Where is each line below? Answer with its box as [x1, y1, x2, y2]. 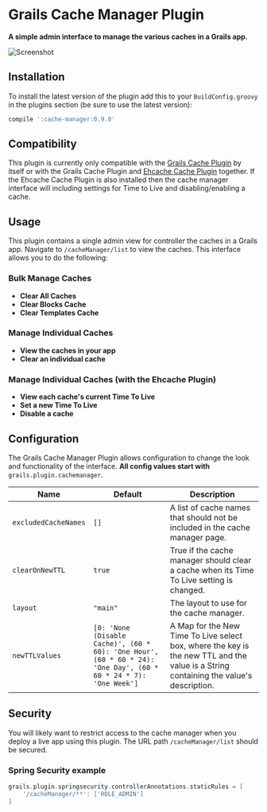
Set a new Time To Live [19, 400, 98, 410]
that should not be [169, 512, 238, 523]
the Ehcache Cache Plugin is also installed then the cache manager [8, 175, 229, 184]
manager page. [169, 532, 226, 543]
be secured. [8, 744, 48, 754]
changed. [169, 584, 205, 595]
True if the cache [169, 544, 234, 555]
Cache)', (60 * [93, 639, 151, 648]
